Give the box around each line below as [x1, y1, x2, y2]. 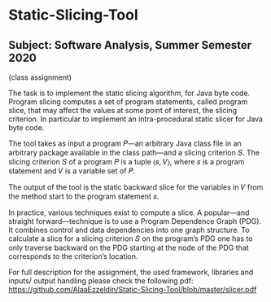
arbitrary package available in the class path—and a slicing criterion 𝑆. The [8, 148, 260, 157]
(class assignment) [8, 72, 72, 82]
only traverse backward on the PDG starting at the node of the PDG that [8, 243, 250, 252]
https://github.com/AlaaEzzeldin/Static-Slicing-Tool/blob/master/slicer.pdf [8, 285, 257, 294]
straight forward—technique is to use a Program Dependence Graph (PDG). [8, 217, 262, 225]
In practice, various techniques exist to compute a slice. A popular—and [8, 208, 250, 217]
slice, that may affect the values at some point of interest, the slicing [8, 106, 238, 115]
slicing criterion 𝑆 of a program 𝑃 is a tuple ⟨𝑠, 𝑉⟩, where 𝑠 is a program [8, 157, 245, 166]
